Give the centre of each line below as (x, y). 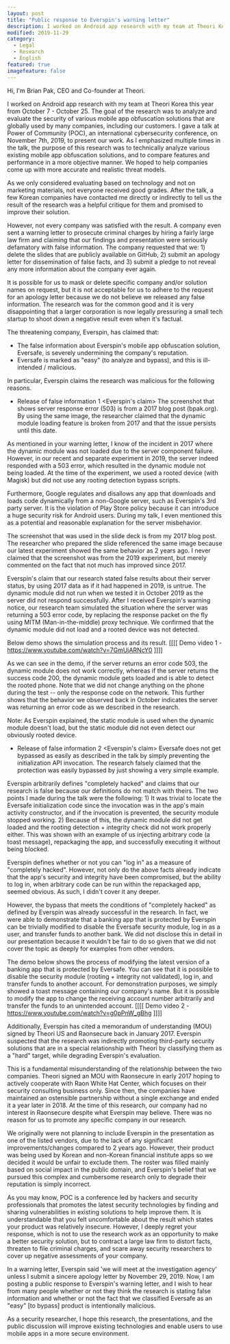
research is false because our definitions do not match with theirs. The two (113, 791)
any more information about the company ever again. (82, 269)
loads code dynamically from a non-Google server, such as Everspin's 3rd (112, 500)
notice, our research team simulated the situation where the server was (107, 607)
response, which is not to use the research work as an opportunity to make (113, 1233)
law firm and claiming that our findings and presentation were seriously (107, 240)
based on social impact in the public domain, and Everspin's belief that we (112, 1169)
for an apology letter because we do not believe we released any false (106, 297)
